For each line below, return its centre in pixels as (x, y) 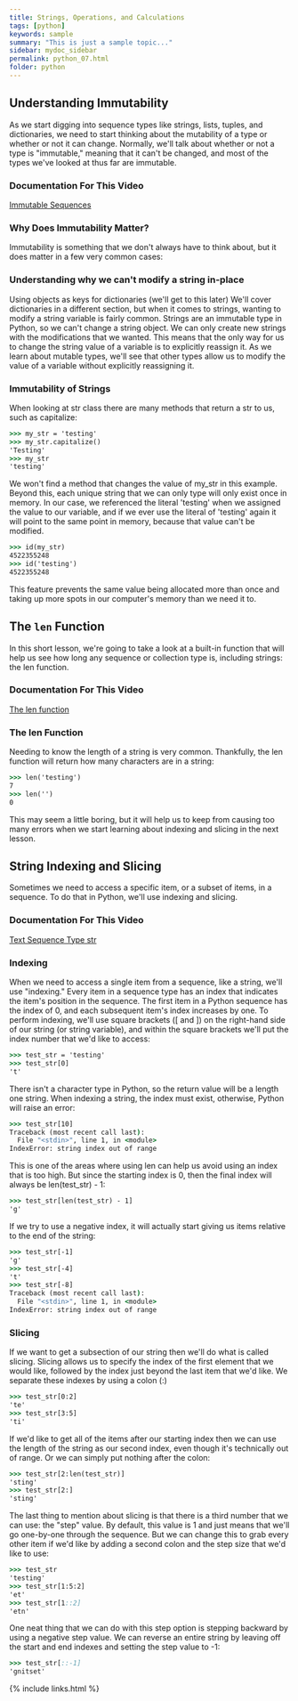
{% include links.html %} (54, 1689)
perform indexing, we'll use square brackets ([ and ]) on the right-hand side (148, 1020)
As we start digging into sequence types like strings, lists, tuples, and (136, 125)
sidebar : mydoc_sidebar (53, 51)
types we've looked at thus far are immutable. (93, 162)
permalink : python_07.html (59, 59)
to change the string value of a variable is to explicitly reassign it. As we (141, 346)
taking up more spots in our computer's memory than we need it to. (133, 598)
